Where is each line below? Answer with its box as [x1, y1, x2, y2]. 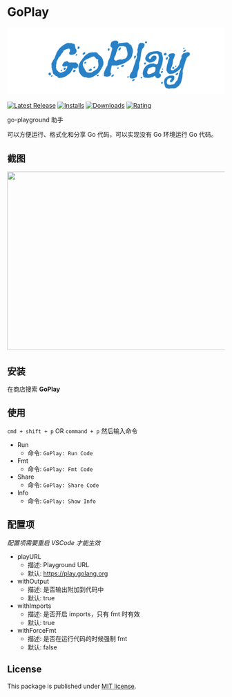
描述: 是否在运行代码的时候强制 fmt [27, 634, 128, 642]
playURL [17, 552, 41, 560]
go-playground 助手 [7, 115, 64, 124]
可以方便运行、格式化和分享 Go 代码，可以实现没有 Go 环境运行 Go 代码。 [7, 131, 217, 139]
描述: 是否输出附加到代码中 [27, 585, 104, 593]
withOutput [17, 577, 50, 585]
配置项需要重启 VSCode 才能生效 [7, 538, 101, 546]
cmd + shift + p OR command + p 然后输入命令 [7, 426, 138, 435]
